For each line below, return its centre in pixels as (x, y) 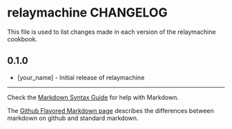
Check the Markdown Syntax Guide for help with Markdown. (93, 97)
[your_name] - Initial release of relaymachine (81, 77)
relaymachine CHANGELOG (87, 13)
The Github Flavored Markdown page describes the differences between (110, 110)
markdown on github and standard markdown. (73, 118)
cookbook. (22, 39)
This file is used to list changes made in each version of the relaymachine (112, 32)
